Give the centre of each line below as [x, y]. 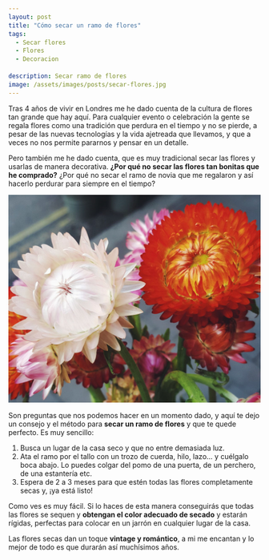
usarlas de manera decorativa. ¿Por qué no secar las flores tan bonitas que [134, 166]
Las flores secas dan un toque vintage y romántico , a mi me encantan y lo [131, 539]
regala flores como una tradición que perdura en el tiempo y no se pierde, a [133, 125]
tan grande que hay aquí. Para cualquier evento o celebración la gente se [129, 117]
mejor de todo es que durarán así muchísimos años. [94, 547]
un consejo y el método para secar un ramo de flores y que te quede [122, 424]
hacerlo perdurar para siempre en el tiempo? [82, 183]
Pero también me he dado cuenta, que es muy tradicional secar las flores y [132, 158]
